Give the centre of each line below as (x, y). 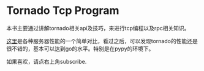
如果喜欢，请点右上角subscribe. (47, 61)
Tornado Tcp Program (63, 11)
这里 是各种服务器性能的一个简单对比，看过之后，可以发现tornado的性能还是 (102, 41)
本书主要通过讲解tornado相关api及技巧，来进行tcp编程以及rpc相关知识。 (98, 28)
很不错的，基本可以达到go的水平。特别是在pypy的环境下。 (80, 49)
